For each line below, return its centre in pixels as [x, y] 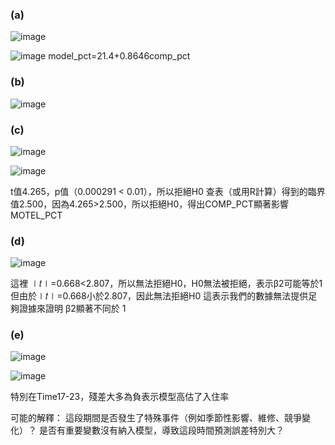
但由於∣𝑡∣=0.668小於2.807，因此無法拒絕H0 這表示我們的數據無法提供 [159, 296]
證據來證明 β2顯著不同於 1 [72, 309]
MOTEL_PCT [36, 215]
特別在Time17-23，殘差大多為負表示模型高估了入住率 [120, 397]
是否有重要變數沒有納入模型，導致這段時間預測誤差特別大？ [161, 430]
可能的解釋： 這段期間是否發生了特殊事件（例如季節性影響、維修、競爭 [156, 418]
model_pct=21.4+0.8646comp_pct [119, 56]
